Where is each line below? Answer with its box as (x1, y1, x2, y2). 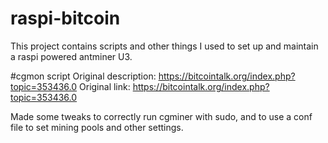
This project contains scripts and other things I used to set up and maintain (10, 40, 319, 52)
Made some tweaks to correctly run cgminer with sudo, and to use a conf (10, 110, 313, 122)
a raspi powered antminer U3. (10, 50, 133, 62)
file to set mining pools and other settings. (10, 121, 184, 133)
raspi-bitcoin (10, 7, 121, 30)
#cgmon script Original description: (10, 70, 157, 82)
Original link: (79, 80, 131, 92)
